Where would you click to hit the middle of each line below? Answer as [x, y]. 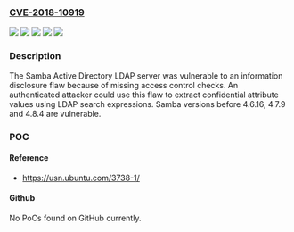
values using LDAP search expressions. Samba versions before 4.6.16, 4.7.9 [147, 104]
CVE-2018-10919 [47, 12]
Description [35, 56]
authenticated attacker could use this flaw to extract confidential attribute [144, 95]
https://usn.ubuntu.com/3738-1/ [81, 178]
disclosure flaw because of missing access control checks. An [124, 85]
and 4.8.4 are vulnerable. [55, 113]
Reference [29, 158]
